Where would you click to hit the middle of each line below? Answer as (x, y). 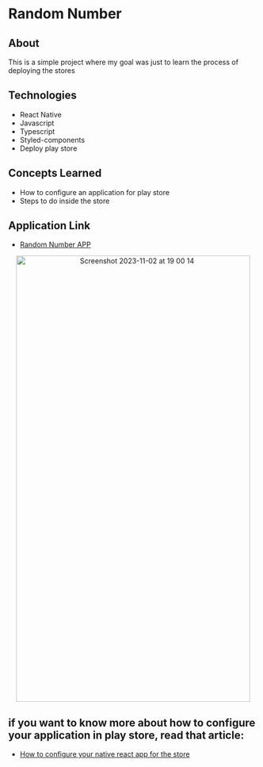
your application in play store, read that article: (126, 735)
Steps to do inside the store (65, 201)
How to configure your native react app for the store (105, 754)
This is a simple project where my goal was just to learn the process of (124, 62)
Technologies (43, 96)
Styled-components (52, 140)
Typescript (37, 131)
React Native (40, 114)
